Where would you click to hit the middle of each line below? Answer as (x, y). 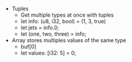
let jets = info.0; (40, 27)
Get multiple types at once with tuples (67, 15)
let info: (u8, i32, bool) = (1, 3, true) (63, 21)
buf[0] (29, 46)
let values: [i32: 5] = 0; (48, 53)
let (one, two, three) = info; (54, 34)
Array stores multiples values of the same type (69, 40)
